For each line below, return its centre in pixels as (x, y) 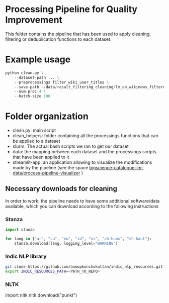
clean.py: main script (34, 130)
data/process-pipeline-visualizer (46, 173)
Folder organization (47, 116)
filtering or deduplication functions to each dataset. (58, 39)
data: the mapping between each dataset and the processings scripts (84, 152)
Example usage (38, 60)
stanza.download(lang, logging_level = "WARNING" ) (66, 243)
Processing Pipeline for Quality (71, 9)
